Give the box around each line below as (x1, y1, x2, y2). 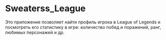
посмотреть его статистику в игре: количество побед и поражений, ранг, (5, 24, 162, 30)
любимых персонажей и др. (5, 29, 65, 35)
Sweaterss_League (5, 3, 86, 14)
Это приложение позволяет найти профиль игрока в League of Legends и (5, 19, 161, 25)
